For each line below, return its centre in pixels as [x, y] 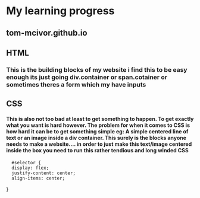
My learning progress [60, 11]
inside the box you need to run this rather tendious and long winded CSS [97, 150]
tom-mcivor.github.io [47, 33]
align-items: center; [38, 178]
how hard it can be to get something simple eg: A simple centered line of [97, 131]
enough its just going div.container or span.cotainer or [87, 77]
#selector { [26, 163]
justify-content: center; [44, 173]
